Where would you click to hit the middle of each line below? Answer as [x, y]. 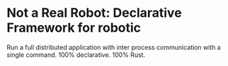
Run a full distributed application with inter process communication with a [114, 47]
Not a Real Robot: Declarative [94, 13]
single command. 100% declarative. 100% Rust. [76, 55]
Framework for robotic [74, 28]
